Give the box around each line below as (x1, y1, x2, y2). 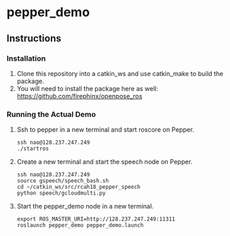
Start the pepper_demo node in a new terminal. (16, 202, 154, 211)
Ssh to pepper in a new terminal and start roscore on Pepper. (16, 125, 195, 134)
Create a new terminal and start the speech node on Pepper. (16, 158, 193, 166)
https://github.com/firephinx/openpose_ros (16, 92, 143, 100)
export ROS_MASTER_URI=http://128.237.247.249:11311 (16, 216, 176, 223)
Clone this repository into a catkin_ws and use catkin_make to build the (16, 69, 224, 77)
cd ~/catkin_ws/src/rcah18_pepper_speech (16, 184, 140, 191)
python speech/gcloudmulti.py (16, 190, 107, 197)
